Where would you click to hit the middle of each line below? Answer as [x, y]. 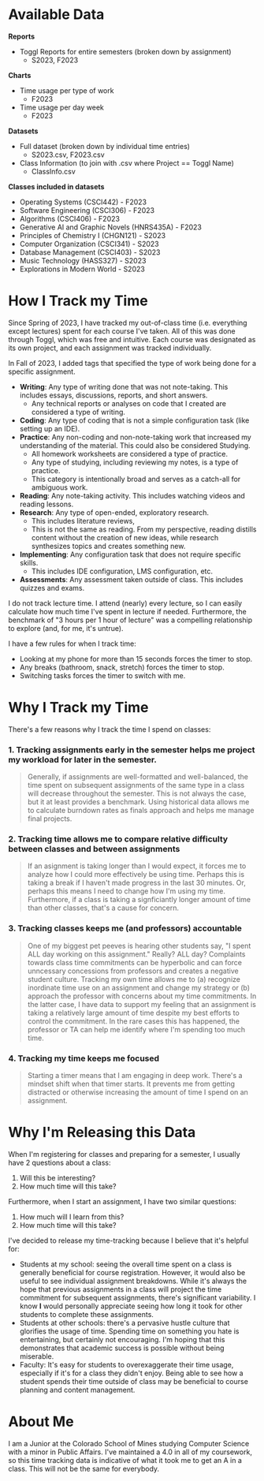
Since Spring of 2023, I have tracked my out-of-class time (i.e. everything [128, 323]
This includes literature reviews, [83, 520]
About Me [41, 1422]
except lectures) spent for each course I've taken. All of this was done [122, 331]
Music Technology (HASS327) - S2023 [83, 260]
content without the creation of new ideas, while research [125, 537]
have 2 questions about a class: [59, 1162]
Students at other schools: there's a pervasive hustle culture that [125, 1322]
